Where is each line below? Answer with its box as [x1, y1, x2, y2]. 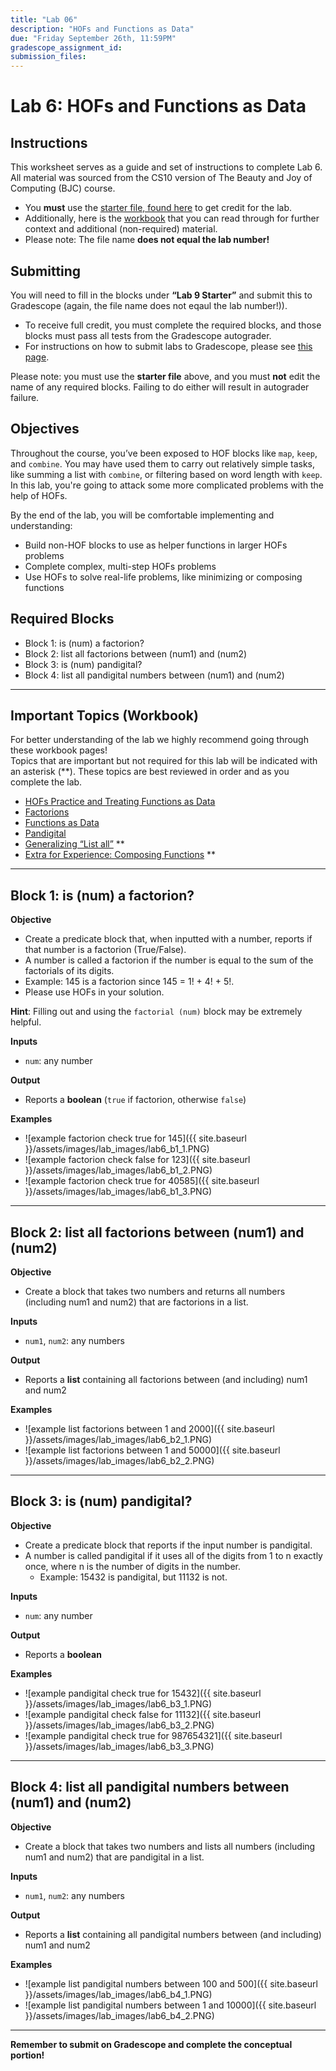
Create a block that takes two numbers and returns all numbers [24, 1286, 286, 1297]
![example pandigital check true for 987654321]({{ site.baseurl [24, 1729, 283, 1741]
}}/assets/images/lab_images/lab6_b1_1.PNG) [24, 1143, 210, 1155]
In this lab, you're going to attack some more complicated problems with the [10, 479, 324, 491]
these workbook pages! [10, 744, 108, 756]
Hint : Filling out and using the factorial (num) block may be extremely [10, 1006, 303, 1018]
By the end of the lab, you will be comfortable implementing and [10, 509, 275, 521]
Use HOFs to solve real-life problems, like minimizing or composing [24, 571, 303, 583]
